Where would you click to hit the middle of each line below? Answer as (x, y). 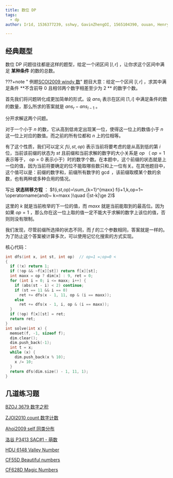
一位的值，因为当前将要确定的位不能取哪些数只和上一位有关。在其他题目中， (86, 166)
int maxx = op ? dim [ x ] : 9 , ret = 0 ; (52, 276)
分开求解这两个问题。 (28, 118)
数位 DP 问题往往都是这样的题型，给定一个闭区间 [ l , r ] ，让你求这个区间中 (83, 64)
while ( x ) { (23, 353)
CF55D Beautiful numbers (33, 460)
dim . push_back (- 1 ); (31, 343)
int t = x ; (22, 347)
